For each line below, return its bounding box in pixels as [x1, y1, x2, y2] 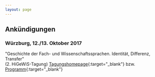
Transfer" [5, 56, 24, 62]
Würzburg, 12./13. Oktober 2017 [5, 39, 82, 46]
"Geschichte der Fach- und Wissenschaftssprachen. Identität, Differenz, [5, 51, 151, 57]
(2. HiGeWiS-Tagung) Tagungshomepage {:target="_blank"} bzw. [5, 61, 135, 67]
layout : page [5, 7, 32, 12]
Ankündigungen [5, 25, 56, 34]
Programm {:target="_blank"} [5, 66, 63, 72]
